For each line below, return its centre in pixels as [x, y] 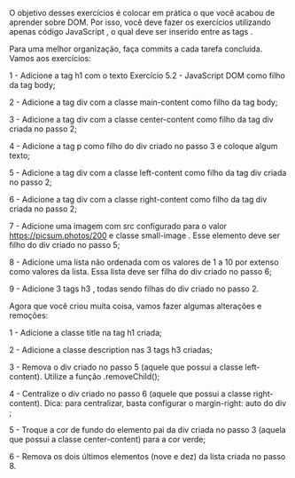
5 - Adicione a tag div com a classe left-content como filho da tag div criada [148, 173]
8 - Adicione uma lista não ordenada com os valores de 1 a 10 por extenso [144, 262]
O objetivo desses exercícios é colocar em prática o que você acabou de [142, 13]
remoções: [29, 315]
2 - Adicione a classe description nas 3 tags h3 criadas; [111, 350]
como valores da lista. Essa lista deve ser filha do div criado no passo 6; [140, 271]
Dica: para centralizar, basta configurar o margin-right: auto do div [165, 403]
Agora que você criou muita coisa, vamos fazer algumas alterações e [136, 306]
